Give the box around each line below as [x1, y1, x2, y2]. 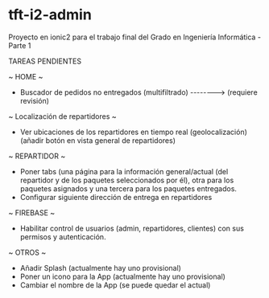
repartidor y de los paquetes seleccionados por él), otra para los [19, 175, 234, 185]
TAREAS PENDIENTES [8, 56, 82, 66]
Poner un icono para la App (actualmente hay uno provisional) [19, 271, 226, 281]
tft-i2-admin [8, 6, 93, 24]
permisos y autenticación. [19, 231, 106, 242]
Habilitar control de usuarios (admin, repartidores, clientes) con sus [19, 223, 244, 233]
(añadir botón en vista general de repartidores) [19, 135, 176, 145]
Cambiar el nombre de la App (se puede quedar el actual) [19, 280, 211, 290]
